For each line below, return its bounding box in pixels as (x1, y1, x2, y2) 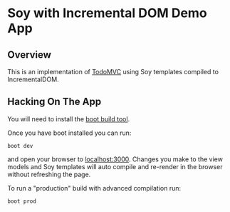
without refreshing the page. (7, 170, 91, 178)
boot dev (7, 142, 33, 149)
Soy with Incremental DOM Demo (7, 5, 208, 21)
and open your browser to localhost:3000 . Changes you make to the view (7, 155, 223, 163)
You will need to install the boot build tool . (7, 114, 130, 123)
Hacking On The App (7, 96, 102, 108)
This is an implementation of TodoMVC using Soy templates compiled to (7, 68, 219, 76)
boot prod (7, 198, 37, 205)
